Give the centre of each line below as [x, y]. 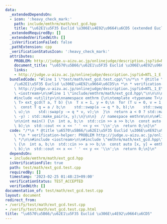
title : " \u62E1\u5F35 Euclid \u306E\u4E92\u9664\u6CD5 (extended [83, 28]
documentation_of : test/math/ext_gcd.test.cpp [54, 191]
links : [21, 70]
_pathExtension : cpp [31, 47]
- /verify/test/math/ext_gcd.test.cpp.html [51, 209]
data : [11, 10]
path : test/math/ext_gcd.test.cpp [45, 168]
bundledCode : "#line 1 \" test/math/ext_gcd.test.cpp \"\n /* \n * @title [84, 79]
